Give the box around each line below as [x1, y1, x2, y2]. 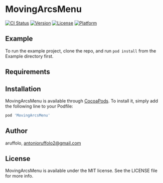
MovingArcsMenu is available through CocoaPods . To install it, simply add [5, 97, 158, 103]
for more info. [5, 173, 34, 179]
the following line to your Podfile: [5, 103, 74, 109]
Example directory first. [5, 53, 54, 59]
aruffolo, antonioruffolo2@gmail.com [5, 140, 81, 146]
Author [5, 126, 28, 135]
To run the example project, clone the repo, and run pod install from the [5, 47, 156, 53]
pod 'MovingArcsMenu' [5, 112, 51, 118]
